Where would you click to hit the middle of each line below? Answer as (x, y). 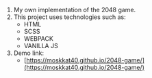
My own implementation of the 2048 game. (75, 10)
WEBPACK (38, 39)
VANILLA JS (41, 46)
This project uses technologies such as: (70, 17)
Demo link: (29, 53)
